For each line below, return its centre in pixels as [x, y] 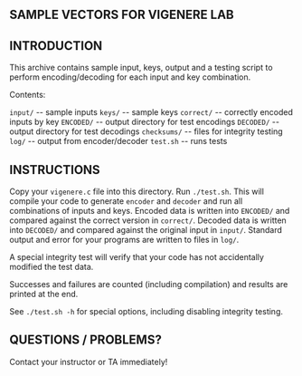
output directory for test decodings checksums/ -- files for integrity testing [146, 131]
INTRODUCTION [56, 46]
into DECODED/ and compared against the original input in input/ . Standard [146, 230]
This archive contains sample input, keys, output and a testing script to [141, 68]
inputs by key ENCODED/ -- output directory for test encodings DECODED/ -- [145, 122]
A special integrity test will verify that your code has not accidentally [137, 257]
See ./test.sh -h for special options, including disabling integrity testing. [146, 312]
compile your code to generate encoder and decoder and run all [126, 201]
